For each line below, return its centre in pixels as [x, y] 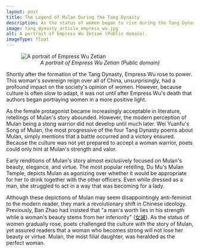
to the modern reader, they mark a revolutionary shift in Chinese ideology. [96, 204]
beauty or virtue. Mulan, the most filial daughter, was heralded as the [91, 237]
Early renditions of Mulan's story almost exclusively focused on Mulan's [94, 161]
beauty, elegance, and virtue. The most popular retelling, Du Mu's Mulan [95, 167]
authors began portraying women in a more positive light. [76, 99]
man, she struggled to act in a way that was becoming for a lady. [85, 186]
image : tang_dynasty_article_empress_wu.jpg [62, 28]
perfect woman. [26, 243]
